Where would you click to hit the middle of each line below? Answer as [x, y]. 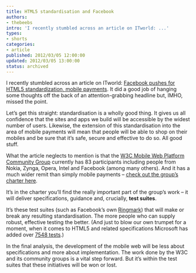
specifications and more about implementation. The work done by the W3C [97, 252]
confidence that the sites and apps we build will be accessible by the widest [98, 119]
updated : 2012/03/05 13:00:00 [43, 61]
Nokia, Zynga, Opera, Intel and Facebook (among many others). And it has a [98, 168]
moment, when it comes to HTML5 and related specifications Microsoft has [97, 229]
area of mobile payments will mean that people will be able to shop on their [97, 132]
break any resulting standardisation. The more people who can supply [91, 216]
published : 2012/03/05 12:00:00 [45, 55]
